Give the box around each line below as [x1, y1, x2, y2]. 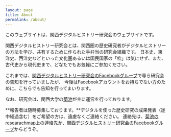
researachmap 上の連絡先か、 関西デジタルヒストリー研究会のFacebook [5, 120, 155, 126]
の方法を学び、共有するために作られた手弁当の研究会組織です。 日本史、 [5, 49, 158, 55]
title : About [5, 12, 33, 17]
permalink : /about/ [5, 17, 47, 22]
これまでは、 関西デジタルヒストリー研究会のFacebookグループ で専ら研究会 [5, 73, 164, 79]
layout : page [5, 7, 33, 13]
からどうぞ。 [14, 126, 41, 132]
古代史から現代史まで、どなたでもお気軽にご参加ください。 [5, 62, 130, 68]
